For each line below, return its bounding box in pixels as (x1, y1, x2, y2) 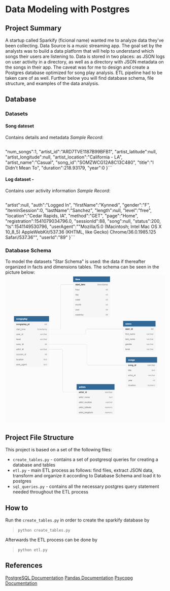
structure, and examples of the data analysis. (5, 80, 100, 86)
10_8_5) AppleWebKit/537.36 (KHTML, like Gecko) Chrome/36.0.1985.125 (5, 228, 156, 235)
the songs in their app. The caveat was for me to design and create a (5, 64, 150, 70)
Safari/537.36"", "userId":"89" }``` (5, 234, 76, 240)
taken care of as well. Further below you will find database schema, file (5, 75, 154, 81)
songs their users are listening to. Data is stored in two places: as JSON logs (5, 53, 165, 59)
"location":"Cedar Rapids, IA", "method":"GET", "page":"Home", (5, 212, 139, 219)
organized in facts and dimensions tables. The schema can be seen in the (5, 264, 159, 270)
